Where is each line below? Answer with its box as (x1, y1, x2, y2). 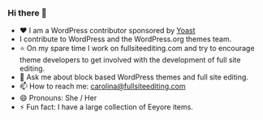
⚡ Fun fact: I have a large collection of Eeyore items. (19, 102, 194, 112)
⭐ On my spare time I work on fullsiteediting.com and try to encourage (19, 44, 255, 54)
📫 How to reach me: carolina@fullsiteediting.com (19, 81, 186, 92)
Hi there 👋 (7, 7, 48, 19)
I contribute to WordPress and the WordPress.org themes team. (19, 34, 232, 44)
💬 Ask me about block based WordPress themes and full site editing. (19, 72, 249, 82)
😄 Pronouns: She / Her (19, 93, 97, 103)
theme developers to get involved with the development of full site (19, 55, 241, 65)
